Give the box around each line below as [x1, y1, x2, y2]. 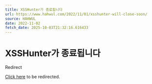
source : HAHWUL [5, 16, 36, 21]
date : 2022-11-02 [5, 21, 41, 26]
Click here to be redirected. [5, 74, 60, 80]
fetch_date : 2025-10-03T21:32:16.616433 [5, 25, 89, 30]
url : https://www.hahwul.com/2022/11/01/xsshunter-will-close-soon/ [5, 12, 148, 17]
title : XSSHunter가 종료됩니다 [5, 7, 63, 12]
